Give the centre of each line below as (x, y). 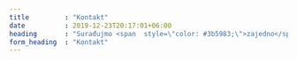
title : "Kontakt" (59, 17)
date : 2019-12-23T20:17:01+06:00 (91, 26)
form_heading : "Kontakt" (59, 42)
